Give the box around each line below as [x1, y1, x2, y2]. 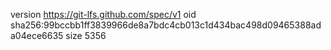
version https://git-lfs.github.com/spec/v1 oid [10, 9, 197, 20]
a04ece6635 [10, 30, 64, 41]
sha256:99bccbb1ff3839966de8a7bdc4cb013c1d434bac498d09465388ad [10, 19, 322, 31]
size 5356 [65, 30, 107, 41]
